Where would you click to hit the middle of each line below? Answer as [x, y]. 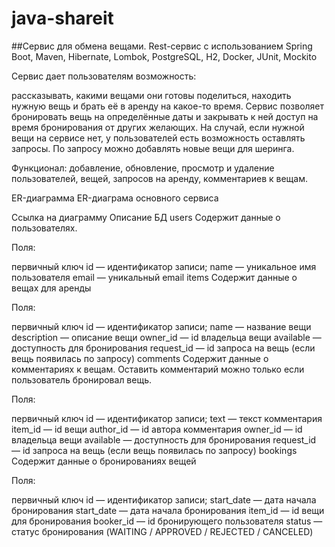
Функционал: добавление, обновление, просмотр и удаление [143, 168]
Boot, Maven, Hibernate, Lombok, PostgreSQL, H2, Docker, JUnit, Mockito [164, 56]
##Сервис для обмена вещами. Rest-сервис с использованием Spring [162, 46]
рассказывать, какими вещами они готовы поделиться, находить [151, 95]
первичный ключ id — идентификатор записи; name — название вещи [161, 326]
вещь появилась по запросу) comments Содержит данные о [140, 358]
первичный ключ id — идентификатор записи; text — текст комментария [167, 418]
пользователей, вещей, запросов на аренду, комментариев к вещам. [159, 178]
